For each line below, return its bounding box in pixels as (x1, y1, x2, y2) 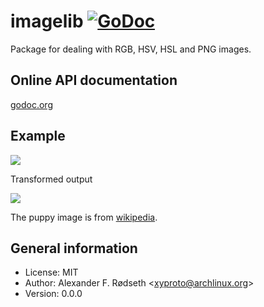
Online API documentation (10, 72, 178, 89)
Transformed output (10, 173, 93, 185)
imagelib (10, 10, 84, 33)
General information (10, 240, 138, 257)
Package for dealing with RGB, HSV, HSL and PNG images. (10, 43, 252, 55)
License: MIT (24, 266, 79, 279)
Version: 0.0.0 (24, 288, 83, 300)
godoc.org (10, 98, 53, 110)
